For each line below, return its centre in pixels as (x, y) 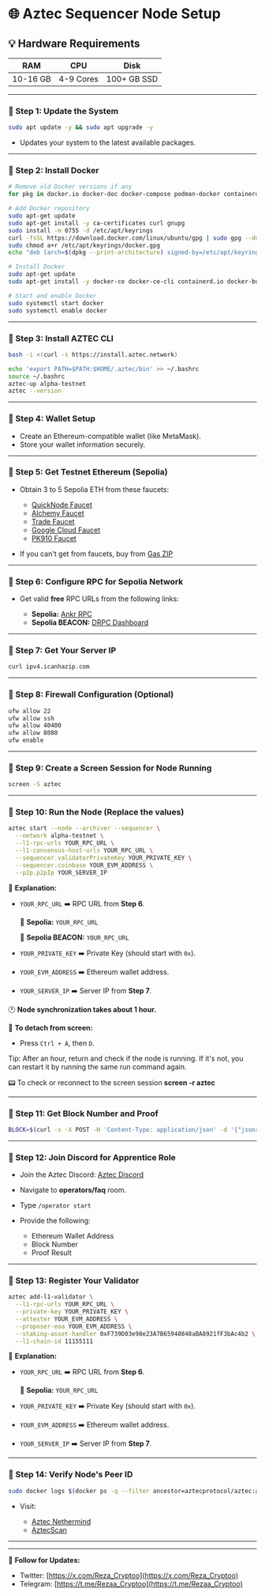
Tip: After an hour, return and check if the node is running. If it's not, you (126, 1058)
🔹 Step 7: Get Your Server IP (62, 651)
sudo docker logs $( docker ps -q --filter (79, 1491)
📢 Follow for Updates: (44, 1560)
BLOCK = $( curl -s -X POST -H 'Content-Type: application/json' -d (118, 1129)
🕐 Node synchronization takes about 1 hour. (82, 1009)
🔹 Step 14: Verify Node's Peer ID (71, 1474)
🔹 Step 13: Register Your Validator (74, 1280)
